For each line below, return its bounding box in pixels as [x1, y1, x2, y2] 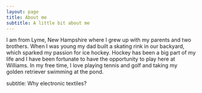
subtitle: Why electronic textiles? [6, 80, 87, 87]
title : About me [6, 14, 47, 20]
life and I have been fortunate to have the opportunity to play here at [6, 55, 176, 63]
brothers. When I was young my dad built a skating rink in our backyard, [6, 43, 185, 50]
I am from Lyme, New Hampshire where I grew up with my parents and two [6, 37, 191, 44]
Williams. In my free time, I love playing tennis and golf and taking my [6, 62, 178, 69]
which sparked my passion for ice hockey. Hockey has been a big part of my [6, 49, 196, 56]
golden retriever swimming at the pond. [6, 68, 104, 76]
